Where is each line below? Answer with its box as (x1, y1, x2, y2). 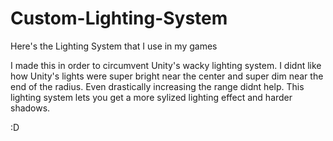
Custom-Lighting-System (10, 7, 228, 30)
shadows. (10, 102, 51, 114)
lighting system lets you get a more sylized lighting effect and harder (10, 91, 293, 103)
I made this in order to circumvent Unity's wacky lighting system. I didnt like (10, 59, 322, 71)
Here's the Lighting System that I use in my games (10, 40, 218, 52)
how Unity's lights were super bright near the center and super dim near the (10, 70, 324, 82)
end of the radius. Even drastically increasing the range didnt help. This (10, 80, 305, 92)
